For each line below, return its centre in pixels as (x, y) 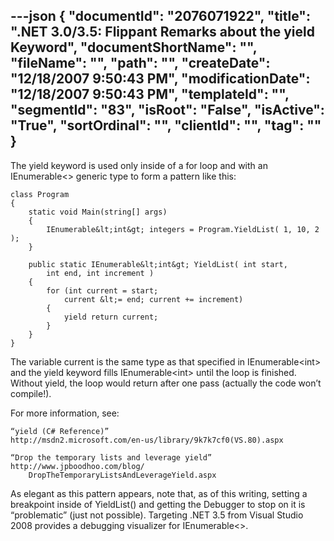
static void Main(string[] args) (98, 212)
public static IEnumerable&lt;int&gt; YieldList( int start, (158, 264)
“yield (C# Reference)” (60, 431)
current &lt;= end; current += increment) (153, 299)
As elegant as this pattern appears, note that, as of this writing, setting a (159, 493)
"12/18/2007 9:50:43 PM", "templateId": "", (150, 94)
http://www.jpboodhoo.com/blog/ (77, 466)
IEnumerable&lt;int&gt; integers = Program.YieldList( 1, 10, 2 (183, 229)
